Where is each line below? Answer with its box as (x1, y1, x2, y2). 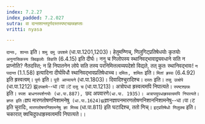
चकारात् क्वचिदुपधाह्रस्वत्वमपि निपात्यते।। (6, 110, 86, 118)
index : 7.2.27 (6, 9, 43, 15)
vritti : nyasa (6, 26, 43, 33)
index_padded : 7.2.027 (6, 15, 64, 21)
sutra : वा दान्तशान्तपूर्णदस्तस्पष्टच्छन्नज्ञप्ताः (6, 20, 84, 26)
